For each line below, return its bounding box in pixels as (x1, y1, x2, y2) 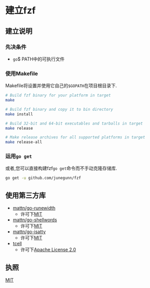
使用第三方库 (5, 191, 46, 200)
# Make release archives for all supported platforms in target (5, 135, 145, 140)
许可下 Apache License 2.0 (20, 246, 76, 253)
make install (5, 111, 33, 117)
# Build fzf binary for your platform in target (5, 93, 111, 98)
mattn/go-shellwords (12, 217, 57, 223)
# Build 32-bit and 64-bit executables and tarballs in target (5, 121, 143, 126)
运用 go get (5, 153, 32, 160)
